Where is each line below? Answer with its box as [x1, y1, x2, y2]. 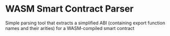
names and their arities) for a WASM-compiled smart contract [5, 25, 135, 31]
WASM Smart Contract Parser [5, 3, 134, 15]
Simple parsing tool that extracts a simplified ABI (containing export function [5, 20, 165, 26]
